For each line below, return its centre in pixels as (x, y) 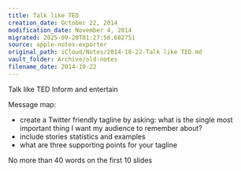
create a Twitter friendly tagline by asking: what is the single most (126, 120)
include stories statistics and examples (82, 136)
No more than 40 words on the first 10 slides (80, 160)
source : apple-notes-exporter (58, 45)
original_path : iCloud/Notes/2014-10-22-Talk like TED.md (105, 52)
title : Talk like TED (44, 15)
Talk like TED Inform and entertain (63, 89)
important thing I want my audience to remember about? (111, 128)
